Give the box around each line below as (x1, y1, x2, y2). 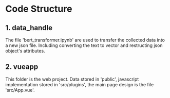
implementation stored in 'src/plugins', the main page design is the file (5, 81, 154, 87)
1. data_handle (5, 23, 53, 32)
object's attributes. (5, 48, 45, 54)
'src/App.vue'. (5, 87, 35, 93)
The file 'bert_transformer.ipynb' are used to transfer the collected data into (5, 37, 165, 43)
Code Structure (5, 3, 72, 15)
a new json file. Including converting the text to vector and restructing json (5, 42, 163, 48)
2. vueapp (5, 62, 39, 71)
